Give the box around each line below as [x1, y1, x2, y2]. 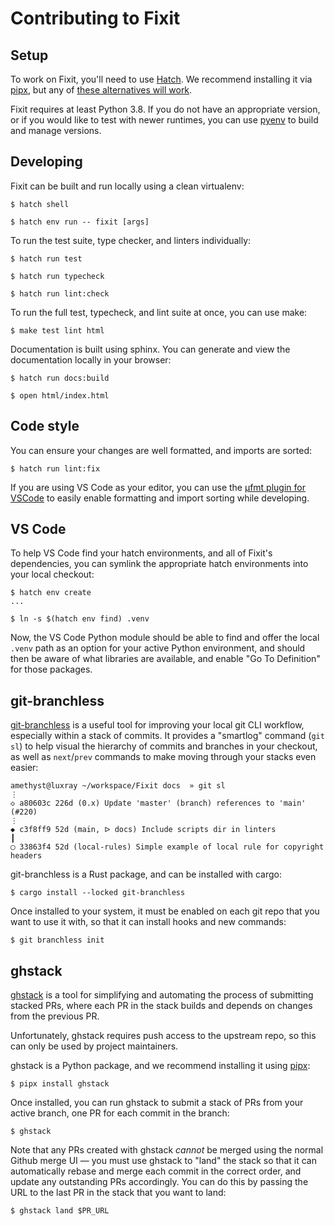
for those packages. [10, 663, 93, 676]
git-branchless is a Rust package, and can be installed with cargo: [10, 868, 283, 881]
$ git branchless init [10, 935, 105, 946]
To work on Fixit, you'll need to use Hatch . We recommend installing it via [10, 73, 313, 85]
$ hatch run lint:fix [10, 463, 101, 474]
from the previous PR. [10, 1010, 100, 1022]
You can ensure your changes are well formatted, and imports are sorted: [10, 444, 313, 456]
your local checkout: [10, 568, 95, 581]
